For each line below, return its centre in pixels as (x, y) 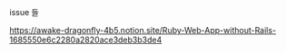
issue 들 (24, 12)
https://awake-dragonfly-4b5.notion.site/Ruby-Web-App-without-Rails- (143, 30)
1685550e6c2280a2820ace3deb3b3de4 (86, 40)
